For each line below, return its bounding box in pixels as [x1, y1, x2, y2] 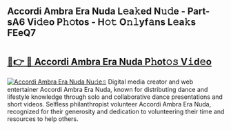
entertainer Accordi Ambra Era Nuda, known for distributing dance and [7, 86, 208, 93]
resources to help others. [7, 115, 79, 123]
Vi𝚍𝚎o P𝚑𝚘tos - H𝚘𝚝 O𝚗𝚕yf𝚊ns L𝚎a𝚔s [27, 17, 197, 28]
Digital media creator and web [108, 77, 194, 86]
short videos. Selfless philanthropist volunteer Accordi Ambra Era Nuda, [7, 100, 212, 108]
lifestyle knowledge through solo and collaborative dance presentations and [7, 93, 223, 101]
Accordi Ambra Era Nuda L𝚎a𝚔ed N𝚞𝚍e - [7, 6, 186, 17]
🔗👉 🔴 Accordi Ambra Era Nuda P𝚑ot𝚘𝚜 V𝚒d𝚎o [7, 55, 212, 68]
